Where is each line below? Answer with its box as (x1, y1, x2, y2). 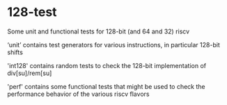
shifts (7, 48, 23, 56)
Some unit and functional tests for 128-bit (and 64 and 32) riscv (7, 27, 190, 35)
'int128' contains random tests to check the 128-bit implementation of (7, 61, 207, 70)
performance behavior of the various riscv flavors (7, 90, 150, 98)
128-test (7, 4, 57, 20)
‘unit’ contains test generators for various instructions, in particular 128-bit (7, 40, 221, 49)
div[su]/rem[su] (7, 69, 52, 77)
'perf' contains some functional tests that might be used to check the (7, 82, 205, 90)
